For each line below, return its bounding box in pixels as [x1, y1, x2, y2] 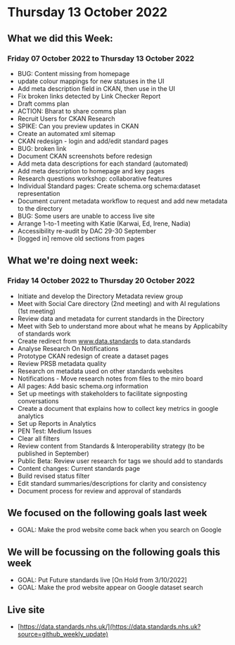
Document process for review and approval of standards [17, 486, 182, 495]
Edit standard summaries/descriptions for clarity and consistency [17, 479, 207, 487]
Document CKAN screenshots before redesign [17, 152, 153, 160]
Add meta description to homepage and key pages [17, 166, 165, 175]
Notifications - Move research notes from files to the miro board [17, 374, 203, 383]
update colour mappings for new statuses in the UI [17, 77, 165, 85]
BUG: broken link [17, 144, 67, 152]
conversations [17, 396, 59, 405]
